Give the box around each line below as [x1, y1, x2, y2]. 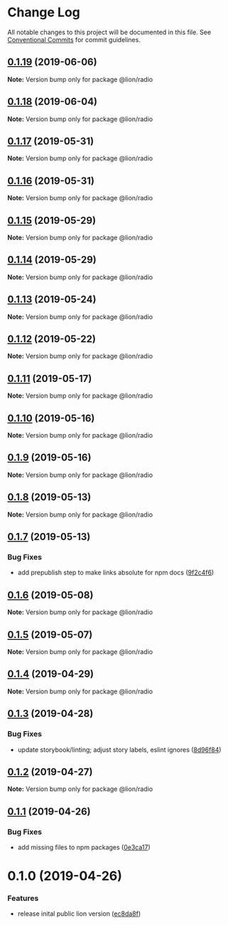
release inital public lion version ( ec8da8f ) [17, 909, 141, 918]
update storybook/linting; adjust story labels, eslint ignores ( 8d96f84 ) [17, 745, 222, 754]
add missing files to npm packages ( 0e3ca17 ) [17, 843, 151, 852]
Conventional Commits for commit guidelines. [7, 35, 141, 43]
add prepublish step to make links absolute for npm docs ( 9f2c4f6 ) [17, 568, 215, 577]
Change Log [7, 4, 80, 21]
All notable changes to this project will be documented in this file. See [7, 28, 212, 36]
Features [7, 894, 39, 904]
